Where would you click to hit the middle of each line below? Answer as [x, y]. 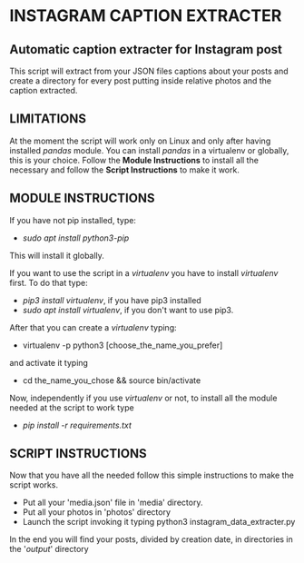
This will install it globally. [57, 255]
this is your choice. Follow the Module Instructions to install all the [134, 160]
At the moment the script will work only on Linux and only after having [140, 141]
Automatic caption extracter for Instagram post [146, 49]
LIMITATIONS [48, 119]
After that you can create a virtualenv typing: [93, 327]
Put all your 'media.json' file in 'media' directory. [113, 503]
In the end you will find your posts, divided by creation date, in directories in [151, 539]
